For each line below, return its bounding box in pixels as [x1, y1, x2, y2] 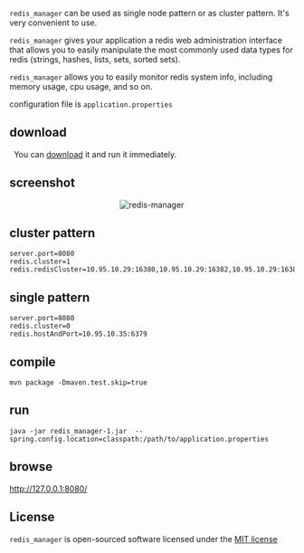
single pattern [9, 290, 90, 305]
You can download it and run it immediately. [13, 148, 177, 159]
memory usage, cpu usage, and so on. [9, 81, 153, 91]
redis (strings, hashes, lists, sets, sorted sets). [9, 54, 181, 64]
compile [9, 354, 56, 369]
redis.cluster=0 [9, 321, 71, 331]
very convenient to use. [9, 17, 98, 28]
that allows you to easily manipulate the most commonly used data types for [9, 44, 294, 55]
